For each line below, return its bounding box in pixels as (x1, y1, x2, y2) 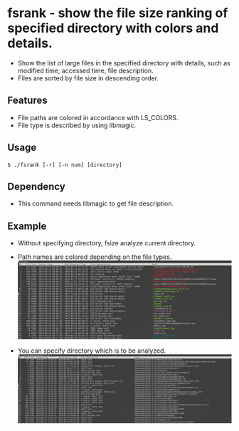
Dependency (7, 180, 65, 193)
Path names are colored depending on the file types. (17, 252, 172, 261)
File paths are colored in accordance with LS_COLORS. (17, 113, 179, 122)
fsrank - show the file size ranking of (7, 5, 228, 21)
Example (7, 220, 47, 232)
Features (7, 95, 48, 107)
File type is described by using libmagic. (17, 121, 137, 129)
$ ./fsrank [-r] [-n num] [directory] (7, 161, 122, 169)
